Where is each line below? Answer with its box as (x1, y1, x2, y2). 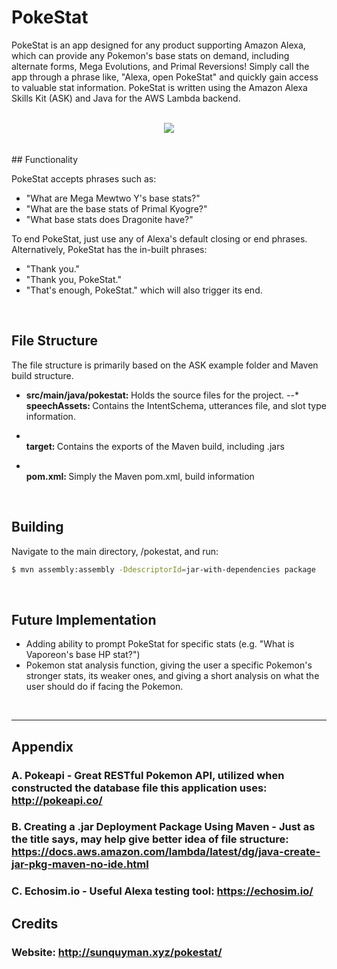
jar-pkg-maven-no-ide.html (11, 857, 149, 871)
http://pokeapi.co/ (11, 793, 103, 807)
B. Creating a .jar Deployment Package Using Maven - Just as (11, 820, 316, 834)
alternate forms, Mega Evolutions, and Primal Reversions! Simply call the (11, 60, 310, 72)
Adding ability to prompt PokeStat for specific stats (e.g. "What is (25, 638, 295, 650)
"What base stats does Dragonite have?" (25, 213, 194, 225)
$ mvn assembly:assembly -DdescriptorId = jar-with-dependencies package (11, 564, 316, 575)
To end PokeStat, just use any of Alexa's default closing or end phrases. (11, 232, 308, 245)
